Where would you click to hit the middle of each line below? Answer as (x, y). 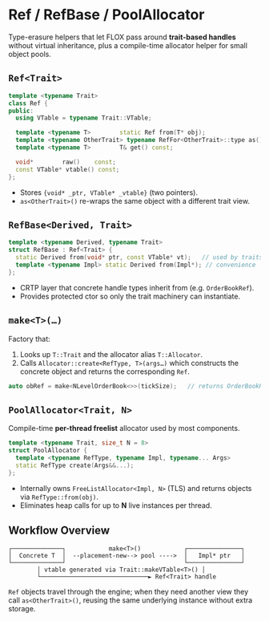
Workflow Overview (59, 530)
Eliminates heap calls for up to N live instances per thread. (116, 505)
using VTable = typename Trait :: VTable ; (84, 118)
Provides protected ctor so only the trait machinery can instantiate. (130, 296)
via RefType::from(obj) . (59, 497)
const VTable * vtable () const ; (68, 169)
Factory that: (29, 339)
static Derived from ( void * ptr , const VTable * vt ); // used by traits (139, 258)
